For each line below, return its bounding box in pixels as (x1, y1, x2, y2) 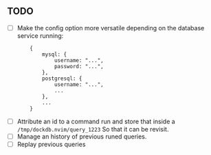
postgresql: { (42, 75, 82, 82)
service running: (16, 31, 64, 40)
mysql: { (42, 51, 67, 58)
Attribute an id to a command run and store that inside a (16, 117, 175, 125)
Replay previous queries (16, 141, 86, 148)
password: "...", (54, 63, 104, 70)
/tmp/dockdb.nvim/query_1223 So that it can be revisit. (16, 125, 169, 133)
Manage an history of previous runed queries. (16, 132, 147, 141)
